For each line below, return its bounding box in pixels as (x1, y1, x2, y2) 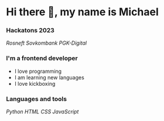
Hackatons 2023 (6, 26, 54, 35)
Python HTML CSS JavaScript (6, 108, 79, 115)
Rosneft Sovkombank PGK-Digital (6, 39, 87, 46)
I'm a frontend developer (6, 54, 78, 62)
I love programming (14, 68, 62, 75)
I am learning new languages (14, 73, 85, 81)
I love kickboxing (14, 80, 56, 87)
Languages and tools (6, 95, 67, 103)
